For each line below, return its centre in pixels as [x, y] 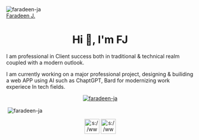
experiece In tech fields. [36, 86]
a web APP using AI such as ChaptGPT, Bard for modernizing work [88, 80]
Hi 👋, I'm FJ [100, 40]
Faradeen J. [21, 15]
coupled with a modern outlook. [45, 63]
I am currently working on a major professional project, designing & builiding [100, 74]
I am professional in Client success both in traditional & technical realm [93, 56]
